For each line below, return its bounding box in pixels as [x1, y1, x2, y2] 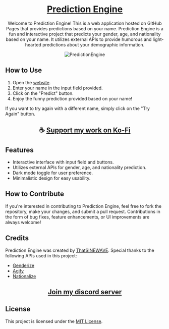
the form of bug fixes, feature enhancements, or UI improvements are [5, 213, 150, 220]
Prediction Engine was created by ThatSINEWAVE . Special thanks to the [5, 247, 155, 253]
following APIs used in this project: [5, 252, 77, 258]
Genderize [12, 262, 34, 268]
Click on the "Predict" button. [12, 90, 74, 96]
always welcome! [5, 219, 41, 225]
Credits [5, 234, 29, 243]
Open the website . [12, 79, 51, 85]
